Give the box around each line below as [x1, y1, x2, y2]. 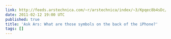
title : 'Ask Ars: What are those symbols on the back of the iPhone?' [5, 21, 158, 27]
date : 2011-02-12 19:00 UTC [5, 12, 65, 17]
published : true [5, 17, 40, 22]
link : [5, 7, 17, 13]
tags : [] [5, 26, 24, 31]
